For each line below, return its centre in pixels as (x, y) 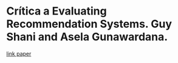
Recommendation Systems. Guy (89, 24)
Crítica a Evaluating (57, 11)
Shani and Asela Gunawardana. (87, 37)
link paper (19, 53)
